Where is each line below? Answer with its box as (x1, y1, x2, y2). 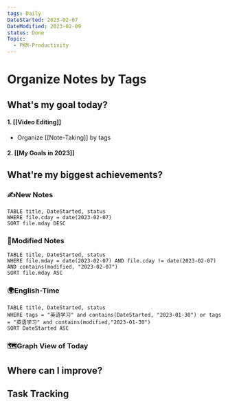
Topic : (7, 36, 26, 43)
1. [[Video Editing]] (7, 118, 62, 126)
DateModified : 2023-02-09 (7, 23, 81, 30)
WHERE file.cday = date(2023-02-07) (7, 214, 112, 221)
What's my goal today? (7, 99, 108, 111)
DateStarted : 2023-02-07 (7, 16, 78, 23)
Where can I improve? (7, 365, 103, 376)
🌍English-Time (7, 286, 60, 295)
